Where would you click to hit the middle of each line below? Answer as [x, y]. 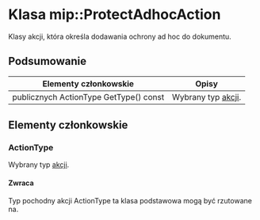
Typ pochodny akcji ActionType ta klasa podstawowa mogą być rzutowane [130, 200]
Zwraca [21, 183]
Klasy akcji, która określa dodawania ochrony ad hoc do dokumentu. [120, 36]
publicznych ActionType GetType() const [88, 97]
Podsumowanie [48, 61]
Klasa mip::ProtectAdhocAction [115, 15]
